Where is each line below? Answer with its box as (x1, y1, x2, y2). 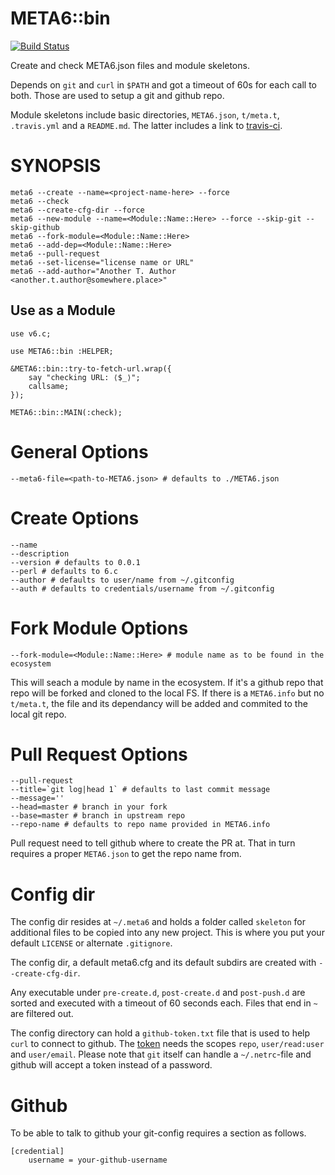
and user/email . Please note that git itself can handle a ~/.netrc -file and (10, 1048, 312, 1061)
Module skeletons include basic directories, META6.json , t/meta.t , (10, 108, 280, 121)
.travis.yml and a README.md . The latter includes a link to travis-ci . (10, 119, 283, 131)
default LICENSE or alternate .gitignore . (10, 937, 173, 949)
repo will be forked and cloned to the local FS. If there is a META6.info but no (10, 687, 325, 699)
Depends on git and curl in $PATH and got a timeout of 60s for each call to (10, 78, 317, 91)
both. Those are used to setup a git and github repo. (10, 89, 225, 101)
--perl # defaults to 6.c (10, 566, 118, 576)
